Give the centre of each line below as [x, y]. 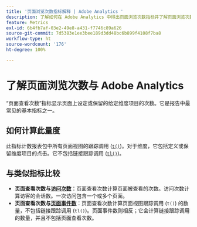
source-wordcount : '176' [36, 45]
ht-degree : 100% [26, 50]
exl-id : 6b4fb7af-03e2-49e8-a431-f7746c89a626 [64, 28]
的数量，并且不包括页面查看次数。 [56, 218]
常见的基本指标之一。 [32, 110]
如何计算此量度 [33, 131]
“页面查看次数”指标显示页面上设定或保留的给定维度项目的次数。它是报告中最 [98, 103]
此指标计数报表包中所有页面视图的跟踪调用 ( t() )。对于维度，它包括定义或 [95, 146]
